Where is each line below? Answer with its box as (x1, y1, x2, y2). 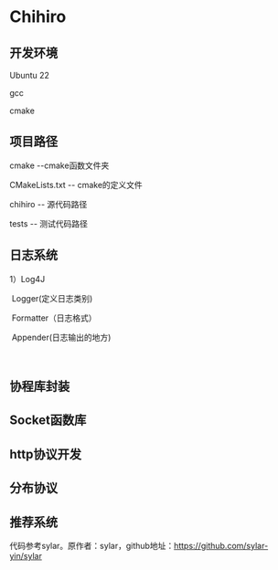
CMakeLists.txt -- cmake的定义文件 (9, 179, 144, 190)
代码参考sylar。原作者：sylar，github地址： (9, 541, 175, 551)
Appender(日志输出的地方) (11, 332, 112, 343)
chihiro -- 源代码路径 (9, 198, 88, 209)
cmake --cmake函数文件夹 (9, 160, 110, 171)
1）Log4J (9, 273, 46, 284)
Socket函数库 (9, 413, 87, 428)
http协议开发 (9, 446, 82, 462)
